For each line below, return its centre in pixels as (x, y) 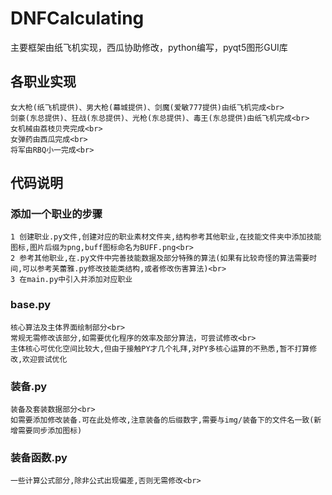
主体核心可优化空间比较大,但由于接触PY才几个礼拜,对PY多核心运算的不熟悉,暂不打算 (160, 348)
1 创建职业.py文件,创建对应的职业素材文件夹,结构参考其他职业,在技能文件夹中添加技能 (166, 237)
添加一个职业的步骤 (56, 214)
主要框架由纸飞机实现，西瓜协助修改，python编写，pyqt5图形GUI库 (149, 47)
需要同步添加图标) (50, 431)
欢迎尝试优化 (45, 359)
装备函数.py (39, 457)
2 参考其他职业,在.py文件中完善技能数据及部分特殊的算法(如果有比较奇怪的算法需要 (160, 258)
